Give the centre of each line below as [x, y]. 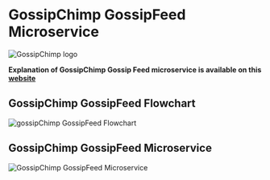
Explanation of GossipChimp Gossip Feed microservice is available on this [135, 69]
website [22, 78]
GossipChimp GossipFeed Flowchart [102, 103]
